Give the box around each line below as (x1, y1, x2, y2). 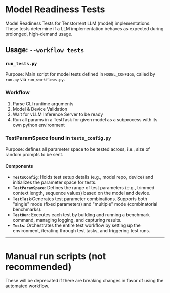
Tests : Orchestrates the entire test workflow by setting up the (12, 222, 141, 228)
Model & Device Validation (12, 106, 67, 112)
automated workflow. (5, 283, 50, 289)
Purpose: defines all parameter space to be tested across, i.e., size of (5, 146, 150, 152)
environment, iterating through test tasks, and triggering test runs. (12, 228, 150, 234)
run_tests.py (5, 61, 37, 67)
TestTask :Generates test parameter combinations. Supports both (12, 196, 148, 202)
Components (5, 163, 33, 169)
